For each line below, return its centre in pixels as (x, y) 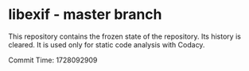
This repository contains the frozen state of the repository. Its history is (124, 36)
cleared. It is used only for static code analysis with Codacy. (107, 44)
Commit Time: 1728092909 (53, 60)
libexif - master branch (85, 15)
